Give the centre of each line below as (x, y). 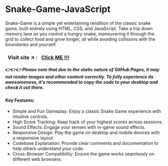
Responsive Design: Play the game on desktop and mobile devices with (86, 133)
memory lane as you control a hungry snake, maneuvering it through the (80, 34)
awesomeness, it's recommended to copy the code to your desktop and (81, 82)
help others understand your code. (48, 148)
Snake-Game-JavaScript (58, 9)
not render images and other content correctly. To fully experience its (79, 77)
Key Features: (20, 100)
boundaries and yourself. (31, 44)
